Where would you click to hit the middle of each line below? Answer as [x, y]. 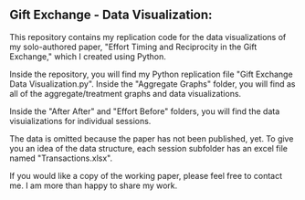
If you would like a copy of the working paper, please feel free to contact [146, 175]
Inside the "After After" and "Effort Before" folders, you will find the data [145, 111]
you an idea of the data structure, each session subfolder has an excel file [148, 148]
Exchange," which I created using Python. [88, 56]
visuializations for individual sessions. [80, 121]
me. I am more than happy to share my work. [94, 185]
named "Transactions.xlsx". [61, 158]
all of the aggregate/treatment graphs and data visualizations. [126, 93]
